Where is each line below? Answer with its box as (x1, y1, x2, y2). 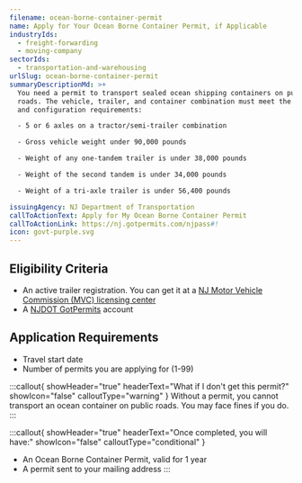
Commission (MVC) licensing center (22, 294, 156, 305)
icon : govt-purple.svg (9, 228, 94, 237)
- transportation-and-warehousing (17, 64, 147, 73)
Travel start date (22, 353, 84, 364)
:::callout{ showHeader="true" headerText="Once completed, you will (9, 426, 268, 437)
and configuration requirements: (17, 105, 143, 114)
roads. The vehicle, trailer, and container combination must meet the (17, 96, 292, 106)
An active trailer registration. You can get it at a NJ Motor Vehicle (22, 284, 263, 295)
